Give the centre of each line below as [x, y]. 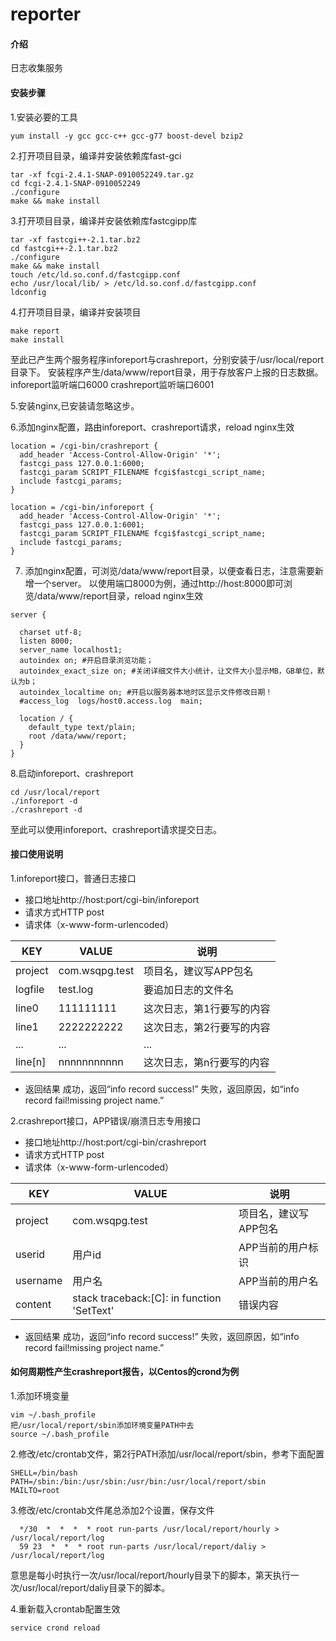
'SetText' [93, 1310]
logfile [30, 989]
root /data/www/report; [78, 736]
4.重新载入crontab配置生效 [65, 1609]
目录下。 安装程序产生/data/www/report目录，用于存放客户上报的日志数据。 [167, 372]
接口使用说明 [36, 854]
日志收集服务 [36, 68]
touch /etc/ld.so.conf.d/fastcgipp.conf [96, 274]
